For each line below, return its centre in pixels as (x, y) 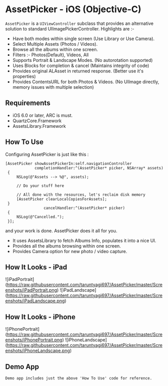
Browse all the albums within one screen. (55, 49)
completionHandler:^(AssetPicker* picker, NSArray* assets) (99, 168)
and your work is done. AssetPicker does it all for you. (61, 231)
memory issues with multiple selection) (53, 87)
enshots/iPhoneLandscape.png (38, 350)
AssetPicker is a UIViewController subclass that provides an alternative (79, 23)
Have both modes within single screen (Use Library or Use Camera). (83, 39)
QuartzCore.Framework (37, 121)
